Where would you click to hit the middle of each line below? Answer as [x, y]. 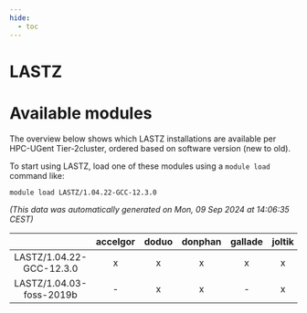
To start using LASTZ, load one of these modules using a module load [140, 166]
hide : [20, 18]
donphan [201, 241]
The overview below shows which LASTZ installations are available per [143, 139]
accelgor [115, 241]
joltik [283, 241]
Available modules [81, 113]
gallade [246, 241]
